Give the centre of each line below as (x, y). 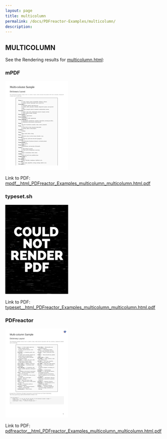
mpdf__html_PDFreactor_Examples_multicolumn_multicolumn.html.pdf (78, 183)
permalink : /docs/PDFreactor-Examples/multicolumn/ (60, 21)
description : (19, 27)
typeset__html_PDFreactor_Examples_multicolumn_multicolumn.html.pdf (80, 307)
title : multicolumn (26, 16)
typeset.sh (19, 196)
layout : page (19, 11)
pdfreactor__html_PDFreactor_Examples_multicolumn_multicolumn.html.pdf (83, 431)
